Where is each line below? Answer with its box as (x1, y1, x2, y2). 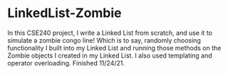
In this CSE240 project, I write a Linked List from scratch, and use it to (7, 28, 212, 37)
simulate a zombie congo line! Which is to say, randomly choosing (7, 36, 201, 44)
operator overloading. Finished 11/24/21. (7, 58, 125, 67)
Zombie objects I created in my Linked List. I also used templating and (7, 51, 212, 60)
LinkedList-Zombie (7, 5, 123, 21)
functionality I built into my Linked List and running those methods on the (7, 43, 222, 52)
